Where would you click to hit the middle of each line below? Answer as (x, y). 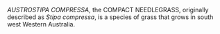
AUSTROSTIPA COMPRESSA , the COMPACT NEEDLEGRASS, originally (108, 10)
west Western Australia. (41, 24)
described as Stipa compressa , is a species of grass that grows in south (110, 17)
